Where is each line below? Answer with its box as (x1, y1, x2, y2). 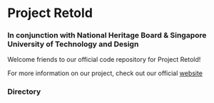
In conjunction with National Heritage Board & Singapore (7, 31, 207, 40)
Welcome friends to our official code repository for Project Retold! (7, 55, 201, 64)
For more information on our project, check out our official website (7, 69, 203, 77)
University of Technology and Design (7, 39, 139, 49)
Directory (7, 87, 41, 97)
